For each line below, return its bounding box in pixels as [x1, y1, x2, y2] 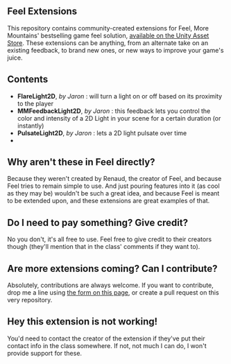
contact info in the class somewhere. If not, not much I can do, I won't [7, 341, 207, 349]
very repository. [7, 296, 53, 304]
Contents [7, 73, 49, 85]
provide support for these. [7, 349, 82, 357]
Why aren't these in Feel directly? [7, 156, 155, 168]
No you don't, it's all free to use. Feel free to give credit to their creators [7, 235, 212, 243]
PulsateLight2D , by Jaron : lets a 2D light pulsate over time [17, 128, 187, 137]
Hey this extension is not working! [7, 315, 158, 328]
